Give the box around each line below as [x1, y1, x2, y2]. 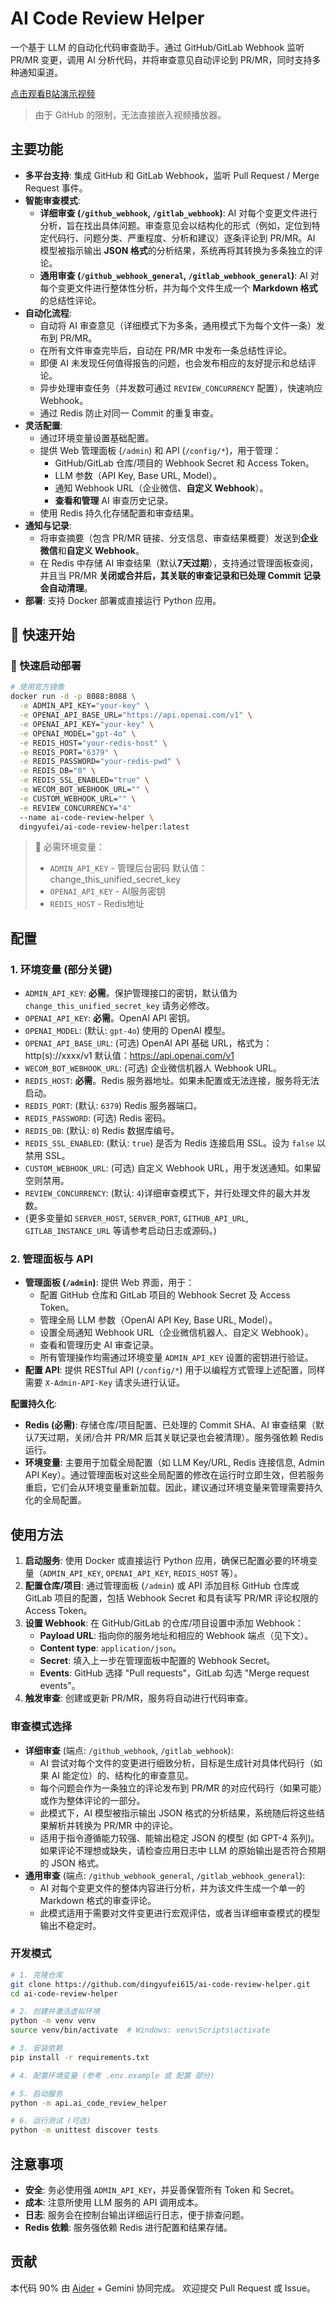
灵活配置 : [24, 419, 63, 431]
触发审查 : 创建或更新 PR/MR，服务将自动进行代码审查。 [24, 1692, 254, 1704]
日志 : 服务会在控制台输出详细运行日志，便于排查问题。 [24, 2209, 250, 2221]
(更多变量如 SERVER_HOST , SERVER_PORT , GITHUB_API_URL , [24, 1212, 249, 1224]
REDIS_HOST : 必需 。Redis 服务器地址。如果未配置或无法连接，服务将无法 [24, 1075, 320, 1087]
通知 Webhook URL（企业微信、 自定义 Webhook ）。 [54, 482, 269, 494]
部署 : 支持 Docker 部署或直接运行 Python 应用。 [24, 594, 222, 606]
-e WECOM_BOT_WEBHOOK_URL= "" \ [19, 785, 150, 795]
